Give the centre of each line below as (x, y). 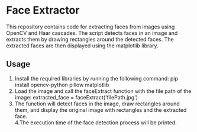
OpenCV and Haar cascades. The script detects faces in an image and (92, 33)
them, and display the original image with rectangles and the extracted (101, 110)
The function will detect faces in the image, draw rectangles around (97, 104)
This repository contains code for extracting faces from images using (91, 27)
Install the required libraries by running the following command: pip (96, 78)
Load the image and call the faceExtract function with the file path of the (103, 91)
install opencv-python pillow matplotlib (62, 85)
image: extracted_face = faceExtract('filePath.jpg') (76, 97)
